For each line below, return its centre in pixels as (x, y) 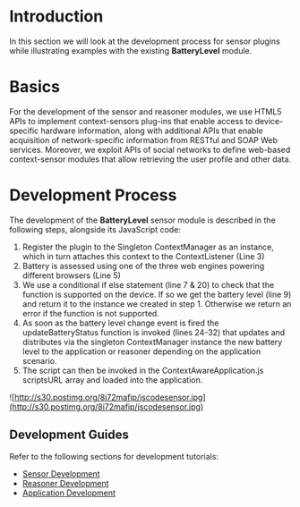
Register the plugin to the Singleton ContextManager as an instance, (148, 247)
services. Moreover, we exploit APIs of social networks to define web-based (150, 149)
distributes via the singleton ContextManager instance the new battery (152, 342)
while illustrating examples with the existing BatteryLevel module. (131, 50)
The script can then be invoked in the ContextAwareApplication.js (143, 370)
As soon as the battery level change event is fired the (120, 323)
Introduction (56, 17)
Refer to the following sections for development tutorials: (114, 456)
